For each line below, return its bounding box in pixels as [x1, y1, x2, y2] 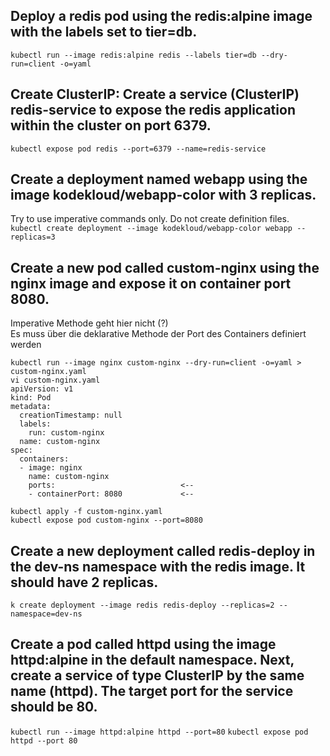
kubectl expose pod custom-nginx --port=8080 [10, 515, 203, 526]
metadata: [10, 402, 52, 412]
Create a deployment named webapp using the [10, 171, 308, 188]
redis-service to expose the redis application [10, 102, 296, 119]
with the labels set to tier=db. [10, 24, 198, 41]
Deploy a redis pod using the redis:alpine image [10, 8, 313, 25]
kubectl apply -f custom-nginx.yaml [10, 507, 163, 517]
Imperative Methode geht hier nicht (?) [10, 317, 169, 329]
